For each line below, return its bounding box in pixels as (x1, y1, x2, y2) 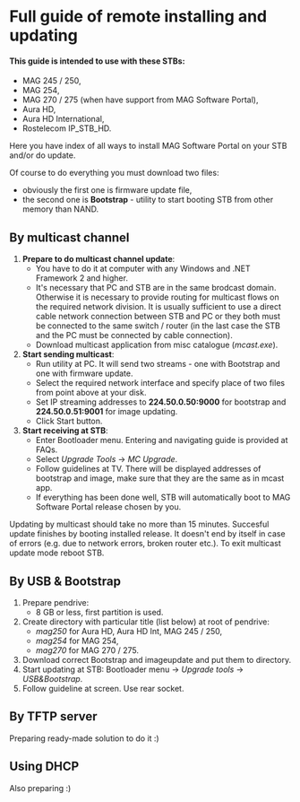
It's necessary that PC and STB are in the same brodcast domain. (35, 283, 277, 293)
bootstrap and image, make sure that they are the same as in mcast (35, 473, 285, 484)
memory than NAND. (21, 204, 99, 214)
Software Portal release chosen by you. (35, 501, 182, 512)
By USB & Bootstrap (9, 573, 121, 588)
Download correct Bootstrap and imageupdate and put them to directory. (21, 655, 292, 666)
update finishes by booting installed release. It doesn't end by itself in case (9, 528, 286, 539)
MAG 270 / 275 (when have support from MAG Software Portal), (21, 94, 259, 105)
